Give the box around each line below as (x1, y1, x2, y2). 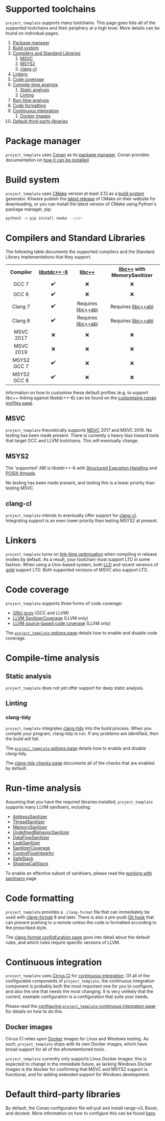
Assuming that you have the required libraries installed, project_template (5, 799, 153, 804)
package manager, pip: (5, 206, 52, 212)
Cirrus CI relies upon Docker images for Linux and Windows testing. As (5, 1036, 149, 1042)
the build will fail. (5, 736, 40, 741)
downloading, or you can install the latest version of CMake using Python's (5, 201, 157, 207)
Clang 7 (12, 303, 30, 310)
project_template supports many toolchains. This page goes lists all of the (5, 20, 156, 26)
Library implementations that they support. (5, 254, 92, 259)
